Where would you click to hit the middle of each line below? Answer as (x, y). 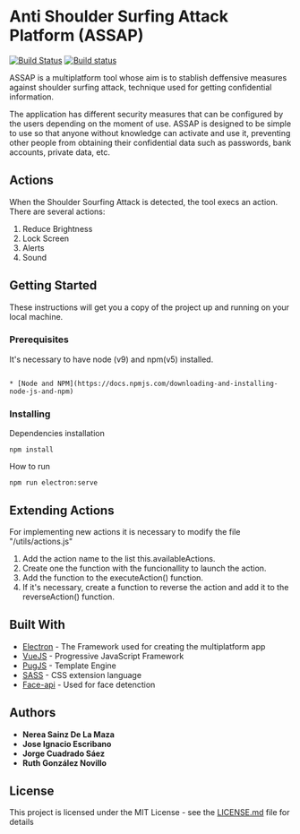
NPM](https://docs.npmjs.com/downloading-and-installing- (167, 383)
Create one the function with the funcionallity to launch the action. (144, 568)
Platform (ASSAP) (77, 35)
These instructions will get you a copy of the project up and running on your (149, 307)
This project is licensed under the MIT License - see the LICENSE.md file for (150, 813)
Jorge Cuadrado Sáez (64, 753)
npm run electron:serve (54, 483)
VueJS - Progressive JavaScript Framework (103, 656)
